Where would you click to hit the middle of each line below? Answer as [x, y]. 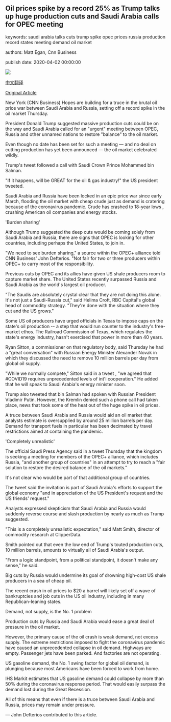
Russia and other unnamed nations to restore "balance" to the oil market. [82, 134]
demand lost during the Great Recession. [48, 689]
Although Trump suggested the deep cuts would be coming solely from [80, 232]
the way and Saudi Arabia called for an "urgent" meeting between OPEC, [82, 129]
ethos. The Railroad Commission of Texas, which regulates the [87, 332]
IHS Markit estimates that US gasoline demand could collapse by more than [85, 678]
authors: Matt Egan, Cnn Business [41, 52]
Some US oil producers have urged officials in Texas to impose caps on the [84, 320]
